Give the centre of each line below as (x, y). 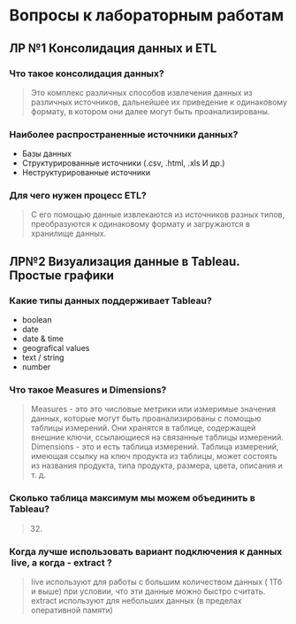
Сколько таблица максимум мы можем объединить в (133, 498)
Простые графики (62, 275)
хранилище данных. (68, 234)
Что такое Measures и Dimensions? (88, 390)
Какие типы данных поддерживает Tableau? (110, 300)
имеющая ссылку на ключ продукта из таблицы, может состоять (154, 456)
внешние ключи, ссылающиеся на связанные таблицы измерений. (157, 437)
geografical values (56, 348)
